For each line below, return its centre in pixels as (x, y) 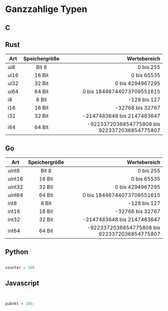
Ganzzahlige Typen (46, 9)
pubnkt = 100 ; (20, 303)
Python (17, 252)
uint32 (15, 187)
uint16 (15, 179)
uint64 (15, 195)
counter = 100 (20, 268)
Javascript (22, 283)
